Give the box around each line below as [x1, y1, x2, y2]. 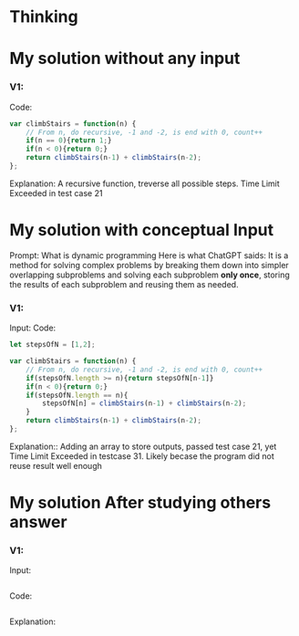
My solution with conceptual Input [9, 220, 274, 241]
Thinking [9, 6, 79, 27]
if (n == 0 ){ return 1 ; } [26, 136, 112, 145]
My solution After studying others [9, 493, 272, 513]
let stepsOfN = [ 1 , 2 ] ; [9, 340, 96, 349]
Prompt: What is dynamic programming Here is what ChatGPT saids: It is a [9, 249, 289, 261]
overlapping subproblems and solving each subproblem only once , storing [9, 269, 290, 280]
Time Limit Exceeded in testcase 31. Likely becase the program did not [9, 450, 275, 462]
